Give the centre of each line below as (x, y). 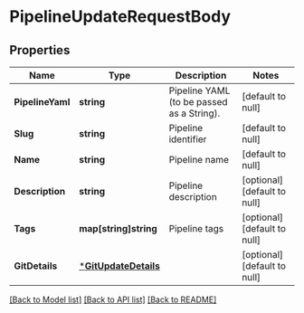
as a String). (195, 113)
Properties (40, 50)
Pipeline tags (196, 228)
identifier (188, 139)
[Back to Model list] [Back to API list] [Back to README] (113, 299)
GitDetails (36, 266)
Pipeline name (199, 160)
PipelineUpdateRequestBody (120, 17)
